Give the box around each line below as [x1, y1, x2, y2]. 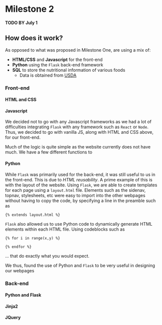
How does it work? [5, 34, 63, 42]
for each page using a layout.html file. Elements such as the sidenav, [5, 187, 146, 193]
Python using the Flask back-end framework [12, 61, 104, 67]
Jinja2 [5, 303, 18, 309]
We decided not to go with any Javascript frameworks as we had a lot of [5, 119, 152, 125]
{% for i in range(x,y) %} [5, 236, 60, 240]
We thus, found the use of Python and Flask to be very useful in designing [5, 262, 156, 268]
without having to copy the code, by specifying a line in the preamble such [5, 198, 156, 204]
